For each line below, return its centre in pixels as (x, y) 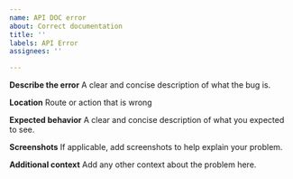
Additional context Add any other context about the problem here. (133, 165)
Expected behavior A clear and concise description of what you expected (147, 120)
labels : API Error (44, 43)
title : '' (28, 34)
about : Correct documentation (66, 26)
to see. (22, 130)
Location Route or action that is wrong (81, 103)
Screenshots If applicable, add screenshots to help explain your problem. (146, 147)
